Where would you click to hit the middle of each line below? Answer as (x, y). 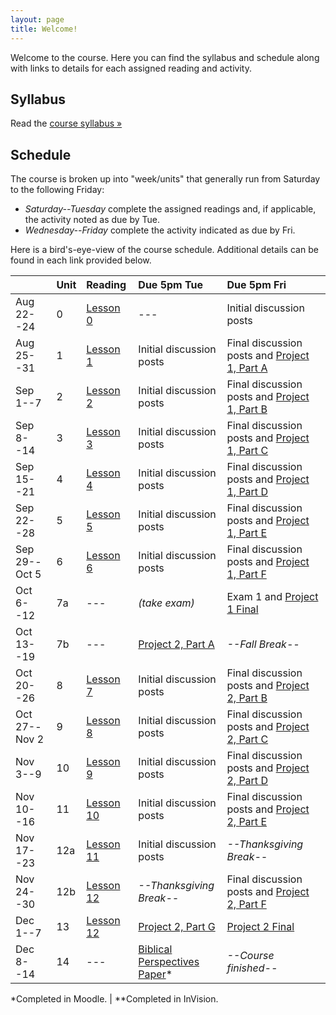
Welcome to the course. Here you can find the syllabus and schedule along (165, 57)
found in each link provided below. (81, 260)
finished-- (252, 968)
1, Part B (247, 409)
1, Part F (246, 574)
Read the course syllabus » (66, 123)
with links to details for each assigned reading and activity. (131, 68)
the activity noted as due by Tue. (92, 220)
